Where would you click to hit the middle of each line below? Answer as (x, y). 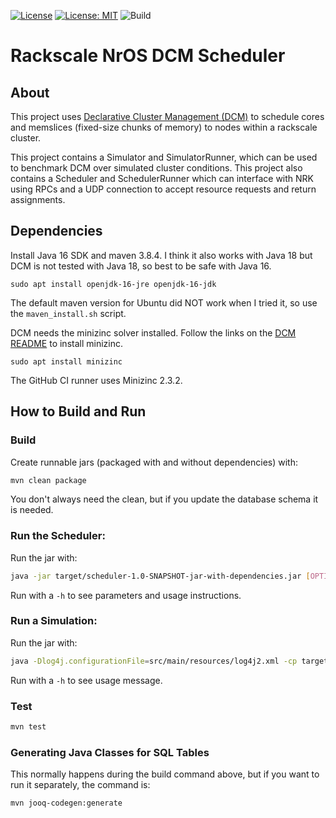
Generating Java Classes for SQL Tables (110, 752)
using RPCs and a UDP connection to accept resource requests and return (163, 189)
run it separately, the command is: (80, 785)
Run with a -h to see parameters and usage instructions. (126, 595)
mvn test (28, 727)
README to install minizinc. (66, 343)
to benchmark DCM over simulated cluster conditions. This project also (156, 168)
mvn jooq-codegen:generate (66, 803)
